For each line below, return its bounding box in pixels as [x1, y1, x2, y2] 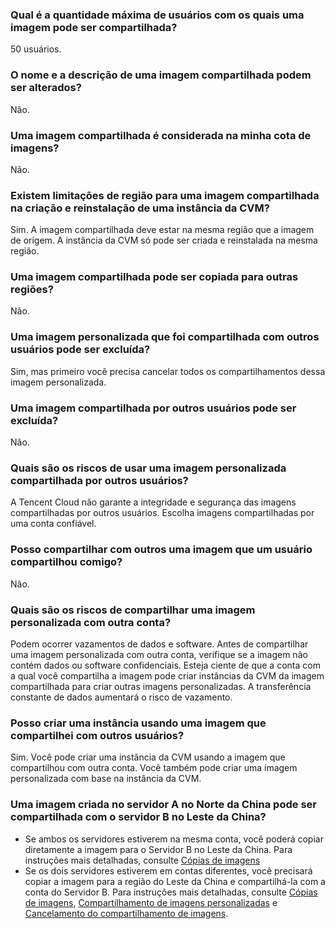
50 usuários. [10, 43, 62, 55]
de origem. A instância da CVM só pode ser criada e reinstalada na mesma [10, 234, 318, 247]
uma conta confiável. [10, 518, 97, 530]
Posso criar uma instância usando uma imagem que [10, 716, 267, 730]
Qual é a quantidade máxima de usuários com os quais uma [10, 8, 305, 22]
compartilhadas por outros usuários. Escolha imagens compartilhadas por [10, 507, 315, 519]
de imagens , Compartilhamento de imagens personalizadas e [24, 896, 278, 908]
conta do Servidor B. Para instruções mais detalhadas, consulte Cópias [24, 886, 318, 898]
